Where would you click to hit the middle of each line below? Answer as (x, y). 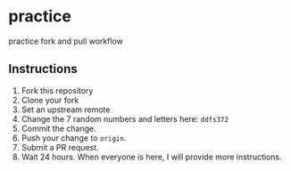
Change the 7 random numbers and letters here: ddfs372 (125, 118)
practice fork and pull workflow (66, 41)
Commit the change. (59, 128)
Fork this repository (57, 90)
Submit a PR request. (60, 147)
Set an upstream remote (66, 110)
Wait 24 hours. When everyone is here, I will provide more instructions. (151, 157)
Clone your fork (50, 100)
